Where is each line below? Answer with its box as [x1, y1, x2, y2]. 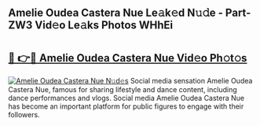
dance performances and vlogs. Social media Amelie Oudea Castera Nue [8, 94, 245, 102]
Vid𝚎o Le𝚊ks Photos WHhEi [35, 19, 174, 32]
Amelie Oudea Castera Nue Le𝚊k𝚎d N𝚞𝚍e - [8, 6, 224, 20]
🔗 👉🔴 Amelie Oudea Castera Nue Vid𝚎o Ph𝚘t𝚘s [8, 51, 247, 65]
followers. [8, 110, 41, 119]
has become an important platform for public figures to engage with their [8, 102, 244, 111]
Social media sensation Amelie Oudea [130, 76, 253, 85]
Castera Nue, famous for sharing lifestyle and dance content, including [8, 85, 237, 94]
